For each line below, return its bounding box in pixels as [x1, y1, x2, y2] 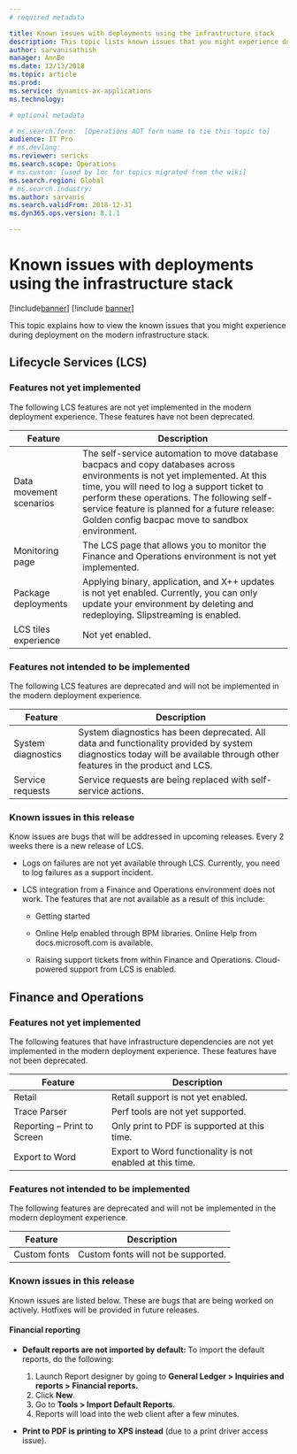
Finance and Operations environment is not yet [82, 550, 277, 562]
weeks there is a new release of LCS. [9, 841, 144, 851]
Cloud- [255, 955, 281, 965]
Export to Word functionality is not [111, 1145, 254, 1158]
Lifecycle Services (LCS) [9, 355, 148, 370]
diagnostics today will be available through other [78, 748, 280, 760]
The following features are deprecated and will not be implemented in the [9, 1203, 277, 1213]
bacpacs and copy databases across [82, 458, 236, 470]
